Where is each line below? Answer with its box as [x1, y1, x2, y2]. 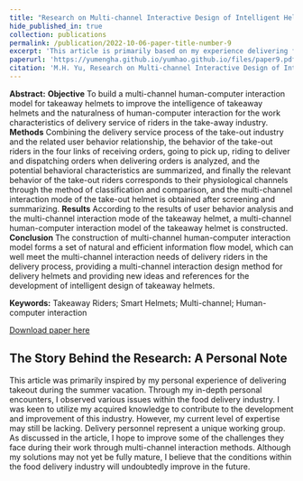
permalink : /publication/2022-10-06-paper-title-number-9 [9, 38, 232, 48]
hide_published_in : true [9, 22, 103, 31]
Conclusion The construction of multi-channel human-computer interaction [9, 232, 291, 243]
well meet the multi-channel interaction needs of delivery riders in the [9, 251, 269, 262]
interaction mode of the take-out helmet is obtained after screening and [9, 193, 276, 204]
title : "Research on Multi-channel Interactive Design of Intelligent [9, 13, 280, 23]
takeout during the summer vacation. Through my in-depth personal [9, 384, 262, 395]
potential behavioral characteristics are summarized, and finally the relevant [9, 164, 291, 176]
